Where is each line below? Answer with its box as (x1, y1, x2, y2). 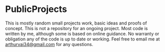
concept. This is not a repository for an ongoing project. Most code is (5, 25, 148, 31)
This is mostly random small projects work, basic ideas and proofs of (5, 20, 147, 26)
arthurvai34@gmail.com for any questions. (5, 41, 93, 47)
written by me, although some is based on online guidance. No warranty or (5, 30, 159, 36)
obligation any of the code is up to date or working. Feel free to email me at (5, 36, 160, 42)
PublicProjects (5, 3, 67, 15)
